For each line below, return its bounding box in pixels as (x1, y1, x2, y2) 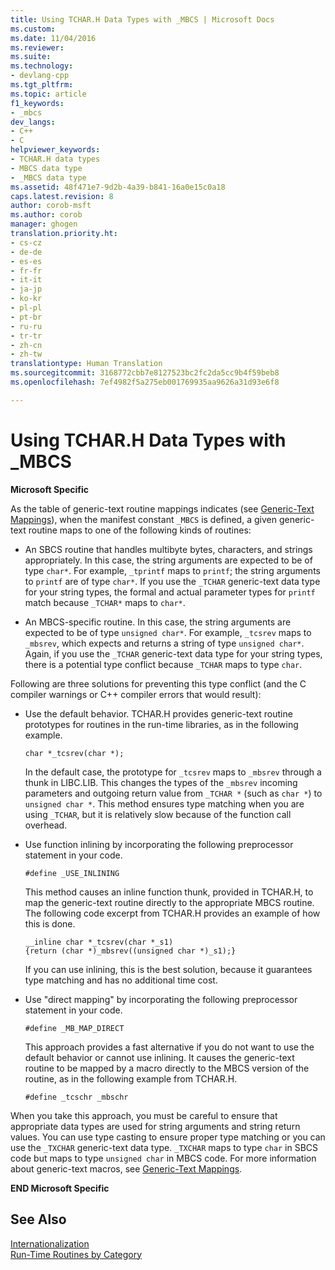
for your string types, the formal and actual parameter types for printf (24, 586, 316, 598)
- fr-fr (10, 266, 43, 276)
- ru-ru (10, 321, 43, 331)
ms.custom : (10, 24, 56, 34)
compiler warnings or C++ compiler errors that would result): (10, 688, 262, 700)
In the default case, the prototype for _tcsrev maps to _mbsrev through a (24, 766, 322, 778)
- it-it (10, 275, 43, 285)
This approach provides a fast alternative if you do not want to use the (24, 1041, 315, 1053)
